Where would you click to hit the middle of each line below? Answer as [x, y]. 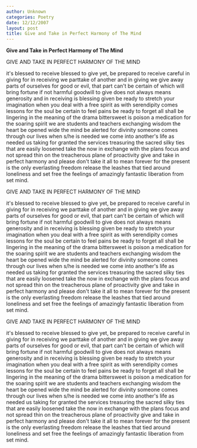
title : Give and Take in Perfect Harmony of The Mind [74, 34]
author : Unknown [26, 12]
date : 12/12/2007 [28, 22]
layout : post [22, 28]
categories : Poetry [30, 17]
